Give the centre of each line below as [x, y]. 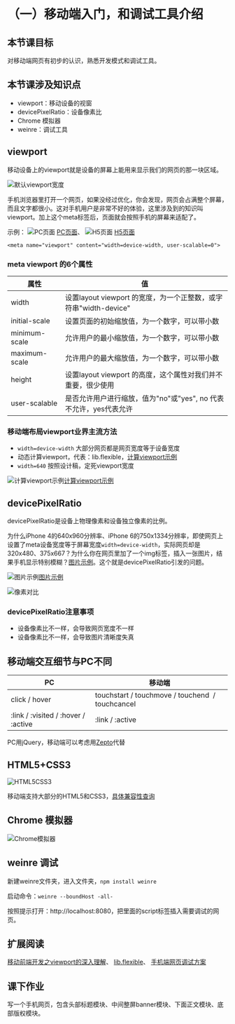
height [21, 379]
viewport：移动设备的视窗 [55, 103]
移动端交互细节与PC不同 [60, 661]
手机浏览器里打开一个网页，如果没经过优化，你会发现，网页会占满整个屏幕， [117, 199]
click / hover [31, 700]
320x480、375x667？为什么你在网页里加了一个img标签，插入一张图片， [112, 553]
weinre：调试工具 [43, 129]
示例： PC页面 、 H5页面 [71, 231]
